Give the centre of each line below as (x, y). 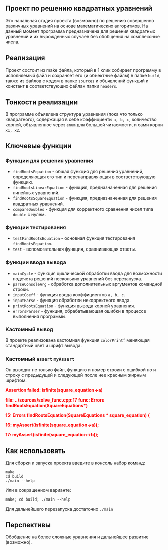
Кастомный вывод (29, 329)
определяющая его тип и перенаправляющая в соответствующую (84, 177)
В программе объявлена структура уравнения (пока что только (74, 114)
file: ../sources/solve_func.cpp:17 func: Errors (55, 400)
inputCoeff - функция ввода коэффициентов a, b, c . (69, 294)
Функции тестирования (36, 228)
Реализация (25, 58)
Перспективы (28, 525)
